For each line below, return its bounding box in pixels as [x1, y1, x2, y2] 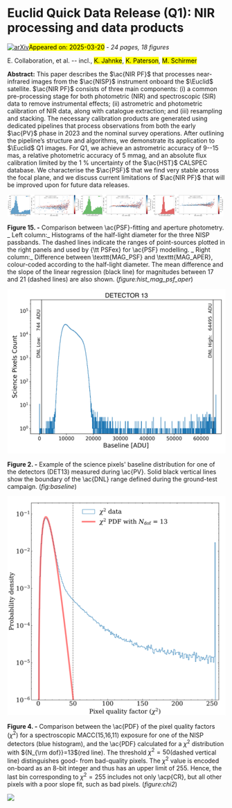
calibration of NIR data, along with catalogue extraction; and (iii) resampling [7, 106, 223, 115]
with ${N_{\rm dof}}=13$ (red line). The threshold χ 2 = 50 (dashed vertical [7, 747, 217, 757]
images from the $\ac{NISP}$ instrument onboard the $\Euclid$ [30, 77, 213, 86]
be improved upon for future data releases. [7, 180, 130, 189]
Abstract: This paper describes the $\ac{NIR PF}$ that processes [7, 70, 195, 78]
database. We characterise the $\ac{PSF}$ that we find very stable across [7, 165, 220, 174]
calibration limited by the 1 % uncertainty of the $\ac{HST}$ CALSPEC [7, 159, 208, 167]
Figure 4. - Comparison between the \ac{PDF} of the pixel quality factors [7, 722, 215, 731]
